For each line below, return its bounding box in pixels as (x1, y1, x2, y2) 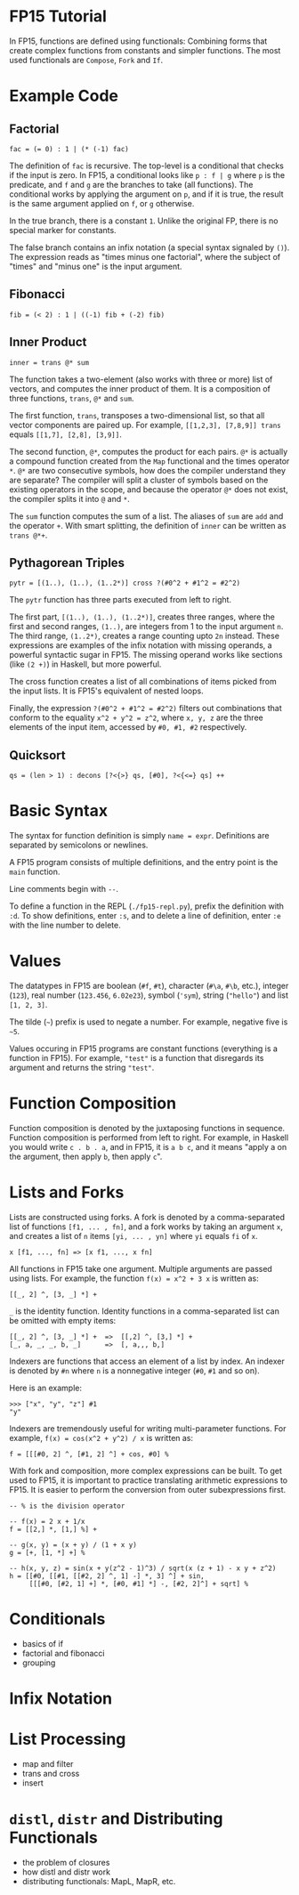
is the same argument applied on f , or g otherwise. (9, 198, 195, 208)
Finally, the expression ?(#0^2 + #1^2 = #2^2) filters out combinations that (9, 703, 282, 714)
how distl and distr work (21, 1867, 111, 1877)
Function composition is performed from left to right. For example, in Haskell (9, 1132, 289, 1143)
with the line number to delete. (9, 919, 122, 931)
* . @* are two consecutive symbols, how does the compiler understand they (9, 465, 287, 475)
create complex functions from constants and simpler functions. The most (9, 45, 281, 55)
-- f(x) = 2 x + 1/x (9, 1517, 86, 1526)
